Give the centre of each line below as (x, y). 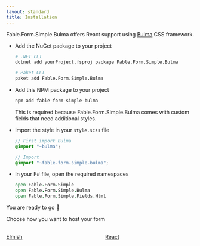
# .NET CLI (28, 57)
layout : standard (28, 12)
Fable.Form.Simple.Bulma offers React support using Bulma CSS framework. (100, 34)
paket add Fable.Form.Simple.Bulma (59, 79)
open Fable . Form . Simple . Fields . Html (60, 196)
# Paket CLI (30, 73)
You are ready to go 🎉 (33, 207)
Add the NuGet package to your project (63, 46)
